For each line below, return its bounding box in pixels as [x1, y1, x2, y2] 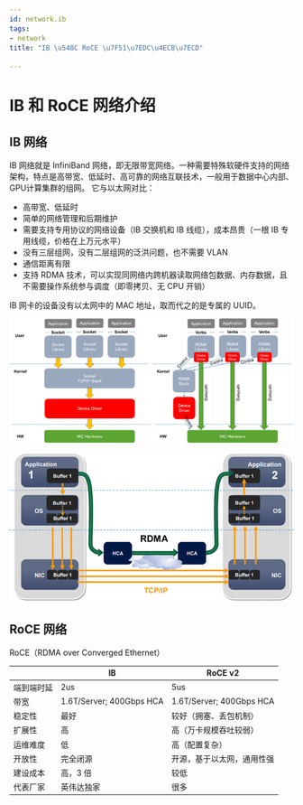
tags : [9, 23, 30, 33]
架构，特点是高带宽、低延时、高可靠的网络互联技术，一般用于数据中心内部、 [9, 172, 294, 183]
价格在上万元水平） [53, 236, 126, 247]
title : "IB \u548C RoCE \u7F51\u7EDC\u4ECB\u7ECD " [9, 43, 204, 52]
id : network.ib [9, 14, 67, 23]
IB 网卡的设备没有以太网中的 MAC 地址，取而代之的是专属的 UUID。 [9, 300, 262, 311]
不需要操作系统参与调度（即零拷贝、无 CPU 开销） [22, 281, 210, 292]
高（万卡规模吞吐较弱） [170, 725, 259, 735]
